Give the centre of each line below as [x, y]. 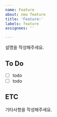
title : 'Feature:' [24, 19]
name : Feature [20, 10]
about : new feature [25, 14]
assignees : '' [20, 28]
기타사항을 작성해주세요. [29, 110]
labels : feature [22, 24]
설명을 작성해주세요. [24, 47]
